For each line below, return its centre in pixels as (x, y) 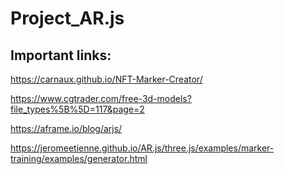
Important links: (61, 55)
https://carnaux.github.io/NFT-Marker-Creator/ (106, 79)
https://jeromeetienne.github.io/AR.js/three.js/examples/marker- (142, 148)
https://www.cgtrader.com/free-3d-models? (101, 98)
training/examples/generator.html (79, 158)
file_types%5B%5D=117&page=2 (77, 109)
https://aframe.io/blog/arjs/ (66, 128)
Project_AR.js (67, 18)
